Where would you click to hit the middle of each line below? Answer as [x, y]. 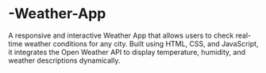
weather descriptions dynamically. [64, 60]
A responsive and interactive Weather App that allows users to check [121, 35]
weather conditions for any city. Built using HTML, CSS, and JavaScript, [141, 43]
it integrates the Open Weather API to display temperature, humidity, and [127, 52]
